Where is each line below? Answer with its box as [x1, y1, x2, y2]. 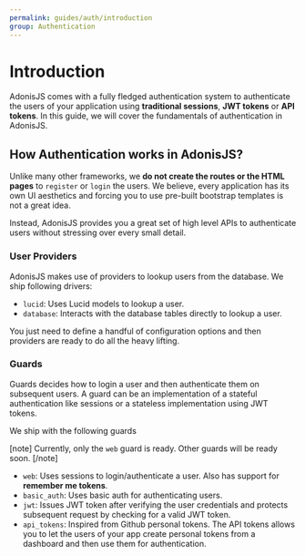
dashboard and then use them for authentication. [22, 538, 207, 549]
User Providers [9, 250, 77, 263]
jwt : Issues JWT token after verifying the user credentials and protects [22, 499, 289, 510]
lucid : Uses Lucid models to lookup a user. [22, 298, 185, 309]
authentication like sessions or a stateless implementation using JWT [9, 397, 269, 408]
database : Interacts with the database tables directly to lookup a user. [22, 307, 282, 319]
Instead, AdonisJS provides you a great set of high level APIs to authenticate [9, 218, 297, 229]
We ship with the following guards [9, 425, 137, 436]
